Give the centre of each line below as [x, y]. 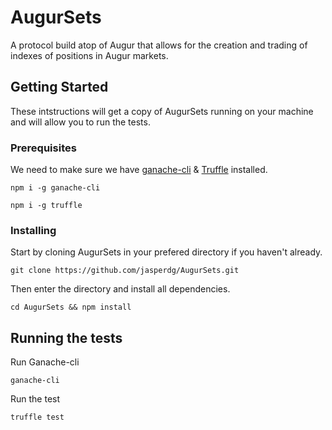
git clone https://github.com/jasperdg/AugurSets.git [125, 271]
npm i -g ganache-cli [55, 188]
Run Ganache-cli [45, 362]
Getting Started [59, 87]
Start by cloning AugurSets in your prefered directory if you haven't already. [166, 252]
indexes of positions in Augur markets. [89, 55]
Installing [33, 230]
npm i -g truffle [46, 206]
